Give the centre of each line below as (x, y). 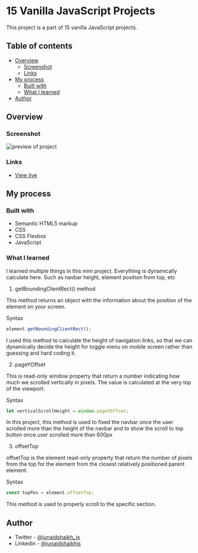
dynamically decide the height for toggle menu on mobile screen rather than (99, 346)
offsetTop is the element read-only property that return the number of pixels (99, 458)
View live (26, 175)
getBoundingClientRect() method (55, 289)
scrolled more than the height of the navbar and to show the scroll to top (95, 428)
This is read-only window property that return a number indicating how (93, 376)
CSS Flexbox (30, 236)
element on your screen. (36, 306)
